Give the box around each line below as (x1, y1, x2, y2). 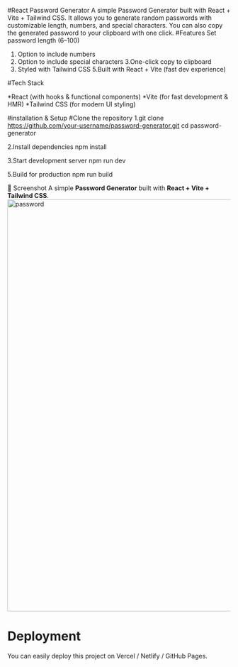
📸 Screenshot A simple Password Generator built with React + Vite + (7, 184, 210, 192)
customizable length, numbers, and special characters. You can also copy (7, 21, 223, 29)
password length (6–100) (7, 36, 80, 45)
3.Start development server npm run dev (7, 156, 126, 165)
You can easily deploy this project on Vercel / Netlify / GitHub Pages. (7, 651, 208, 660)
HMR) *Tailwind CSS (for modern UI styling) (7, 100, 136, 109)
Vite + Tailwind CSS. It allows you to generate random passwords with (7, 13, 212, 22)
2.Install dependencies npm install (7, 143, 108, 151)
